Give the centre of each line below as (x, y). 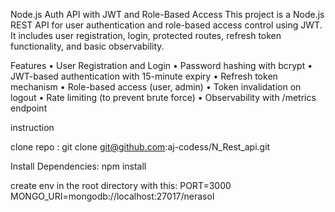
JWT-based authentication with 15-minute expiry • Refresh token (144, 76)
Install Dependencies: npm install (78, 166)
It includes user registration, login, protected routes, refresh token (146, 35)
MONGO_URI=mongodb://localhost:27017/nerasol (112, 196)
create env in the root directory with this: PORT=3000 (121, 185)
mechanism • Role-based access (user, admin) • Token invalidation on (156, 87)
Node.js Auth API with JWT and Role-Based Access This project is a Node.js (167, 14)
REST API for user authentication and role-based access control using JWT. (166, 25)
